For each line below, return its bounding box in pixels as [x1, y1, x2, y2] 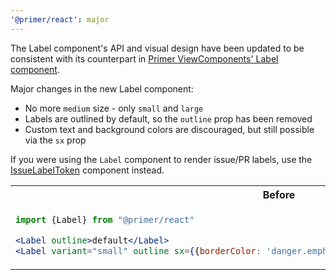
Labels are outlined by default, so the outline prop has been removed [24, 112, 313, 125]
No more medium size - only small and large [24, 102, 204, 114]
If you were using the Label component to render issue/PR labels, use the [10, 153, 313, 165]
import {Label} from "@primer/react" [15, 214, 195, 225]
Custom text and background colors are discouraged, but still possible [24, 123, 315, 135]
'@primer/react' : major [10, 14, 110, 25]
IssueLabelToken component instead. [10, 164, 165, 176]
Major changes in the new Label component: [10, 82, 194, 95]
